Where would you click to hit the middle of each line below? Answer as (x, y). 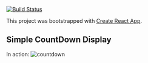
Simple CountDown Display (59, 40)
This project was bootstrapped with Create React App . (74, 21)
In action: (18, 54)
